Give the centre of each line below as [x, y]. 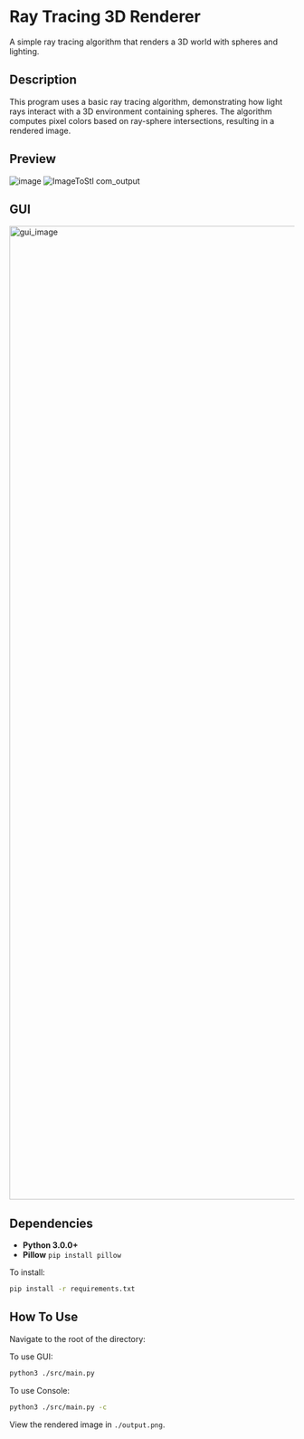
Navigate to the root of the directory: [78, 1338]
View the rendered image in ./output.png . [87, 1425]
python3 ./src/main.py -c [58, 1407]
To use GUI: [31, 1357]
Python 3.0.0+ [50, 1245]
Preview [33, 159]
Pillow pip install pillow [72, 1255]
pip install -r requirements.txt [72, 1289]
